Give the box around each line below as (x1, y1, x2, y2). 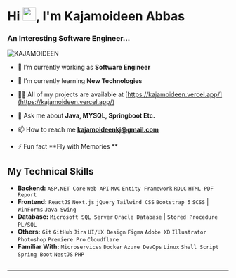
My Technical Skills (7, 165, 94, 177)
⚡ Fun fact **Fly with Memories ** (17, 142, 118, 151)
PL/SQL (17, 222, 37, 229)
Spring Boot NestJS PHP (17, 251, 84, 258)
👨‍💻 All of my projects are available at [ (17, 90, 128, 99)
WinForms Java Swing (17, 206, 77, 214)
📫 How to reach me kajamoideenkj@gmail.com (17, 125, 159, 134)
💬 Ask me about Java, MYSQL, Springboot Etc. (17, 111, 156, 120)
